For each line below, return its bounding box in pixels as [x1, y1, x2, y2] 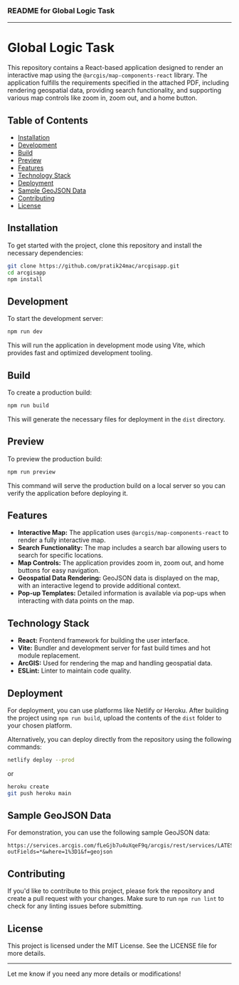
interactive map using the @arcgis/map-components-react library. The [7, 71, 208, 80]
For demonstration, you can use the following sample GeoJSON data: [7, 828, 211, 837]
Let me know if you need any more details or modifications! [7, 969, 181, 979]
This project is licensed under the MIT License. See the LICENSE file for [7, 941, 218, 950]
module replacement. [17, 651, 80, 660]
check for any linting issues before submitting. [7, 902, 144, 911]
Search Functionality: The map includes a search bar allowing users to [17, 543, 227, 552]
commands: [7, 742, 43, 751]
